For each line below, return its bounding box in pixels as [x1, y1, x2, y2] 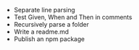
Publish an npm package [13, 35, 85, 43]
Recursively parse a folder [13, 21, 89, 28]
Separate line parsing [13, 6, 75, 14]
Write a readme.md [13, 27, 69, 36]
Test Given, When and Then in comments [13, 13, 133, 21]
